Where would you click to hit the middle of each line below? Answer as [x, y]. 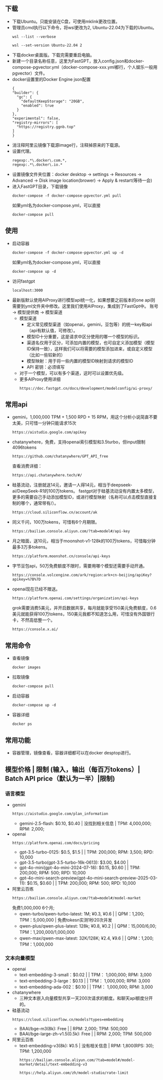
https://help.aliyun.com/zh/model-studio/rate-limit [74, 1073]
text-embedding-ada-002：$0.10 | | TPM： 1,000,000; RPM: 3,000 [86, 987]
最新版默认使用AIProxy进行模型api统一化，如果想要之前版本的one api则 [84, 300]
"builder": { [25, 93]
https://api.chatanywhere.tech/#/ [47, 475]
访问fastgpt [24, 281]
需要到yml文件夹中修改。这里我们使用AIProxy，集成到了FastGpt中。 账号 [85, 306]
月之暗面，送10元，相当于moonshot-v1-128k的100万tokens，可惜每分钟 [84, 541]
